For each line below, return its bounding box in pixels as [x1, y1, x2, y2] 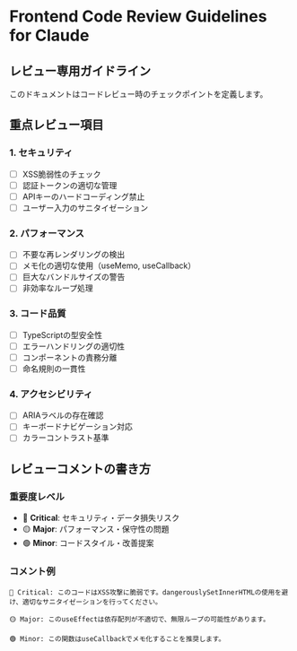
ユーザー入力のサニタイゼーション [22, 202, 149, 213]
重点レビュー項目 [9, 117, 104, 133]
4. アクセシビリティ [9, 387, 93, 400]
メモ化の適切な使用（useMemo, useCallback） [22, 260, 196, 271]
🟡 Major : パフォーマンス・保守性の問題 [22, 524, 170, 534]
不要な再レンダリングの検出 [22, 249, 126, 260]
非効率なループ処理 [22, 282, 93, 293]
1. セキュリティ [9, 146, 74, 159]
